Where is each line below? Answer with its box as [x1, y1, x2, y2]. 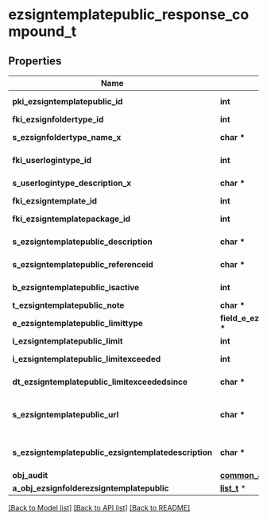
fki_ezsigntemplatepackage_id [12, 213, 131, 224]
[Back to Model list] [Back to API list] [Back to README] [8, 503, 191, 512]
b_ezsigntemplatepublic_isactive [12, 282, 140, 293]
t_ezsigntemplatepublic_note [12, 300, 125, 311]
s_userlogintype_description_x [12, 177, 132, 188]
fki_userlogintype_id [12, 155, 92, 165]
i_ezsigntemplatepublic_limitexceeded [12, 354, 161, 364]
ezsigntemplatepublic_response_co [8, 6, 250, 24]
